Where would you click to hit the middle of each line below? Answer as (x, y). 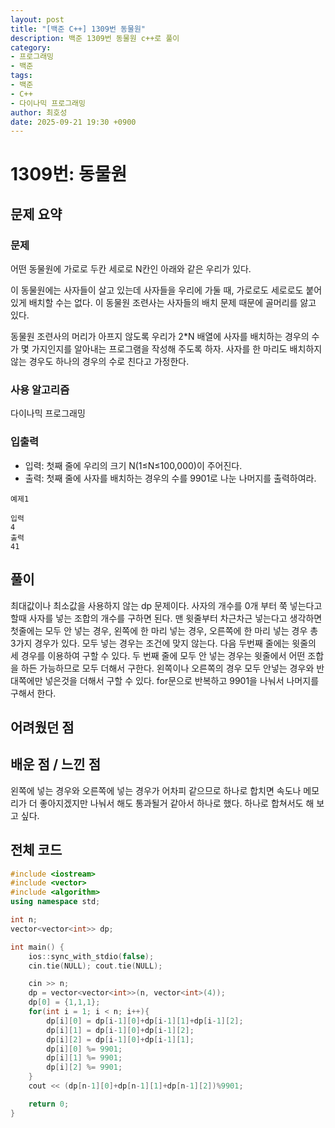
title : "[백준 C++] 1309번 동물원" (78, 29)
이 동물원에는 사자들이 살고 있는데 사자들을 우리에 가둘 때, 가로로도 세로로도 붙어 (166, 290)
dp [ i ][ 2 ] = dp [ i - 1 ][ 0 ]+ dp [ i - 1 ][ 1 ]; (120, 1039)
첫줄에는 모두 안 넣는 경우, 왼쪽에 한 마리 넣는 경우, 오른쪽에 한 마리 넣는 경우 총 (164, 630)
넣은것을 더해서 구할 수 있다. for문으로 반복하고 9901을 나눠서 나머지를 (182, 680)
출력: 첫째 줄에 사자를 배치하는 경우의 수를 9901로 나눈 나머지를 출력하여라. (170, 478)
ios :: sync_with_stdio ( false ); (91, 956)
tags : (21, 76)
